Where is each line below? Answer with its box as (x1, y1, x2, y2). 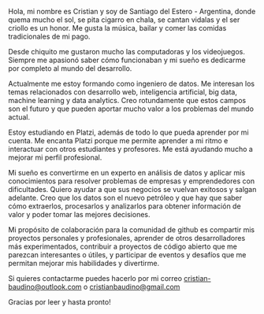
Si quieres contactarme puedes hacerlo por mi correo (8, 274, 183, 283)
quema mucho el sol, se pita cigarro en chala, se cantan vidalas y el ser (8, 15, 240, 24)
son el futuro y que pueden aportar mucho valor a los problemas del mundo (8, 104, 255, 113)
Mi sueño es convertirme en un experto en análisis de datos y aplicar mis (8, 168, 246, 177)
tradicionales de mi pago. (8, 31, 91, 41)
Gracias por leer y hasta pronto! (8, 297, 112, 306)
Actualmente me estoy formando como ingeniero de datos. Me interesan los (8, 79, 255, 88)
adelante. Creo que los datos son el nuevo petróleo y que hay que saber (8, 193, 243, 202)
